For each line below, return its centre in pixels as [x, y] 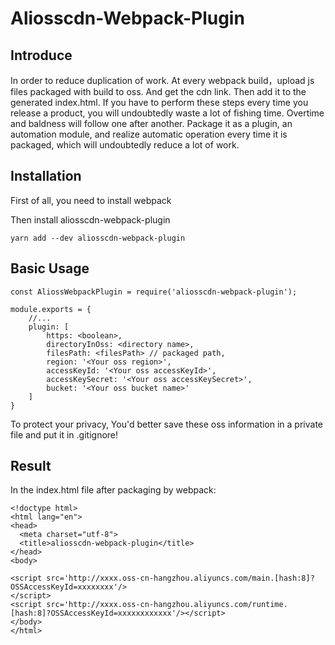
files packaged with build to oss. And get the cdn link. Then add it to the [158, 91]
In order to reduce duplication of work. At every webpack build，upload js [162, 80]
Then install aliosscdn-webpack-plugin [90, 219]
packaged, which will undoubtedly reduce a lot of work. [125, 145]
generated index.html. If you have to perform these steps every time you [159, 102]
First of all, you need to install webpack [91, 200]
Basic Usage [50, 268]
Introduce [41, 55]
